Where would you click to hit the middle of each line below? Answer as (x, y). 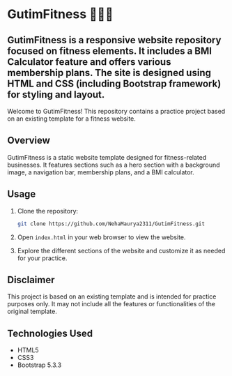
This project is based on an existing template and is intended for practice (112, 296)
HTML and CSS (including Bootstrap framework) (114, 83)
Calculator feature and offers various (89, 62)
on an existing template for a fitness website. (71, 119)
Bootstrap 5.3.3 (39, 365)
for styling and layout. (56, 95)
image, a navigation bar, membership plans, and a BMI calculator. (101, 172)
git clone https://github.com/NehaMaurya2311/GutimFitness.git (111, 224)
